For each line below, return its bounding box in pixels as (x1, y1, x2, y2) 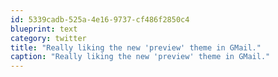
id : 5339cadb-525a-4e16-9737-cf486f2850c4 (10, 14, 190, 25)
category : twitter (10, 33, 87, 43)
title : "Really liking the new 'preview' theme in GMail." (10, 42, 262, 53)
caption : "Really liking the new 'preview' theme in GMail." (10, 52, 271, 62)
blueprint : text (10, 24, 78, 34)
